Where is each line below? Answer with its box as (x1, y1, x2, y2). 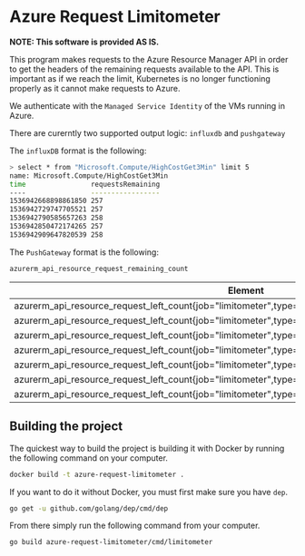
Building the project (9, 419, 123, 434)
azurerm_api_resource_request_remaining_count (9, 264, 189, 273)
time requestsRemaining (9, 180, 161, 189)
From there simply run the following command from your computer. (9, 520, 261, 532)
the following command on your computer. (9, 452, 168, 463)
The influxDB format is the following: (9, 145, 147, 156)
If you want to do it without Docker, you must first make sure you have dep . (9, 486, 289, 497)
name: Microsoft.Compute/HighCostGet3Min (9, 171, 169, 180)
